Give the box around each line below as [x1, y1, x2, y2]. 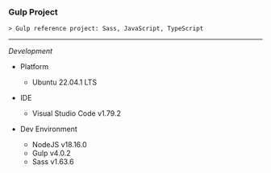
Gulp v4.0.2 [31, 148, 71, 159]
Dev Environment [19, 124, 78, 134]
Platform [19, 62, 49, 72]
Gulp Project [8, 6, 58, 18]
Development [8, 47, 53, 56]
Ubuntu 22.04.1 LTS [31, 77, 98, 87]
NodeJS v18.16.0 [31, 140, 87, 150]
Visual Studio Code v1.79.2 [31, 109, 122, 118]
